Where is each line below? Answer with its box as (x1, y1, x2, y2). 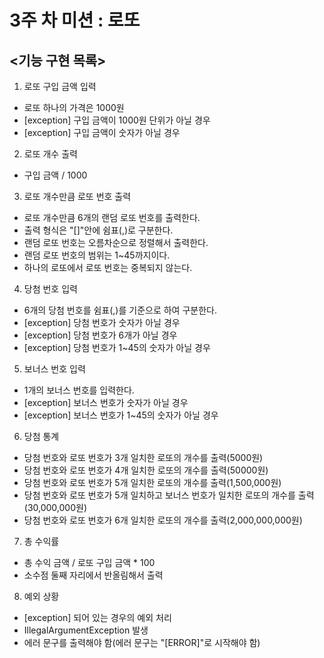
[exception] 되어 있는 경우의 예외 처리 (23, 612, 172, 623)
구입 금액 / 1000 (23, 169, 88, 181)
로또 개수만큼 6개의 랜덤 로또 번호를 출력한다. (23, 212, 201, 223)
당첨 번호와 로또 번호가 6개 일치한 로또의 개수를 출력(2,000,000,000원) (23, 514, 303, 526)
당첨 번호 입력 (23, 283, 78, 295)
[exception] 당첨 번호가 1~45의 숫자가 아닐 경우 (23, 342, 211, 353)
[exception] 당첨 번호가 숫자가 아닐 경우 (23, 317, 181, 328)
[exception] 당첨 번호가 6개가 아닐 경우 (23, 329, 178, 341)
